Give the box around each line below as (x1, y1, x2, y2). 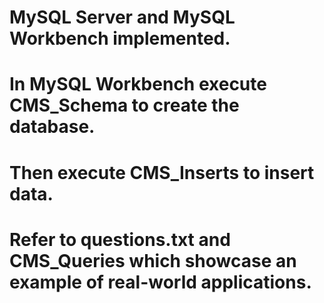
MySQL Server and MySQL (9, 6, 236, 29)
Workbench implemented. (9, 27, 231, 50)
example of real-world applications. (9, 271, 312, 293)
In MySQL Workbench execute (9, 73, 267, 96)
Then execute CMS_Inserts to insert (9, 161, 315, 184)
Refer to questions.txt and (9, 228, 231, 251)
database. (9, 116, 96, 138)
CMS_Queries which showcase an (9, 249, 297, 272)
